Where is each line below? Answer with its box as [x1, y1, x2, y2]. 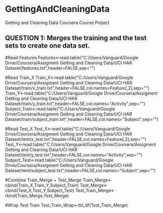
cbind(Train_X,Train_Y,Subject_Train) [5, 182, 79, 188]
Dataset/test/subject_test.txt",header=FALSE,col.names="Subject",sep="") [5, 167, 156, 173]
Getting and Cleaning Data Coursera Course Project [5, 20, 110, 26]
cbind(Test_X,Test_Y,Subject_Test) [5, 187, 74, 193]
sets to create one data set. [5, 42, 90, 50]
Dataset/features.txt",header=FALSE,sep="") [5, 65, 95, 71]
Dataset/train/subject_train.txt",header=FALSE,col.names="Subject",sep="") [5, 116, 159, 122]
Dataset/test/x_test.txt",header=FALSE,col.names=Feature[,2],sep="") [5, 136, 147, 142]
